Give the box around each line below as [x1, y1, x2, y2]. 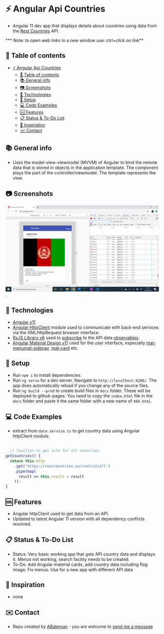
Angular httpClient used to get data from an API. [12, 511, 109, 516]
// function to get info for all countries [10, 448, 99, 453]
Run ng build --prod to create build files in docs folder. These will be [12, 388, 150, 393]
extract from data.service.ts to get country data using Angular [12, 428, 140, 434]
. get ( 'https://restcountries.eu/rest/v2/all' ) [14, 464, 110, 468]
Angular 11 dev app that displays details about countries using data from [12, 22, 157, 29]
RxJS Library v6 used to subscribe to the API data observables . [12, 335, 140, 340]
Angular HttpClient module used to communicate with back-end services [12, 324, 159, 330]
